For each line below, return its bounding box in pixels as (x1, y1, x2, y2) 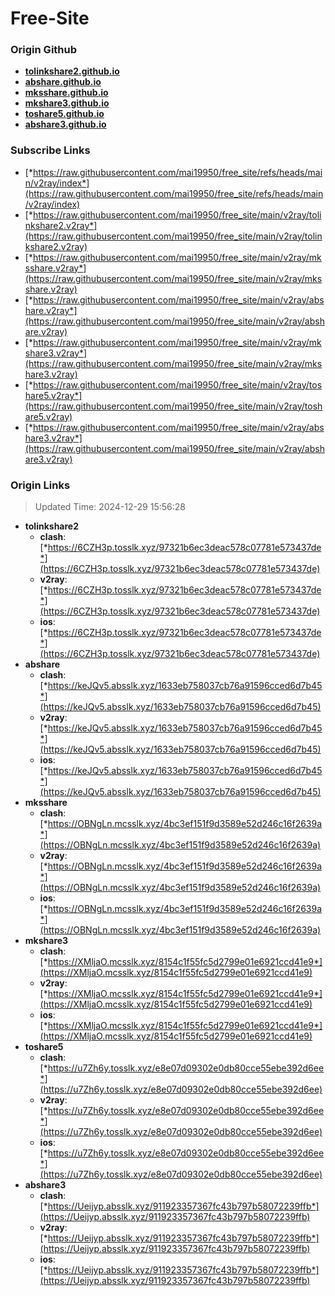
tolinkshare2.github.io (24, 65, 120, 77)
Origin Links (10, 478, 71, 492)
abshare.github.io (24, 76, 102, 88)
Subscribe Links (10, 143, 91, 157)
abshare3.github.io (24, 118, 107, 131)
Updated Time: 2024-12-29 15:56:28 (34, 501, 186, 513)
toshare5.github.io (24, 108, 105, 120)
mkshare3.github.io (24, 97, 110, 109)
